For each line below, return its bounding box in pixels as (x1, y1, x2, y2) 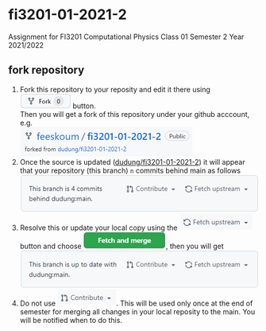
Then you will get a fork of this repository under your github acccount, (19, 109, 250, 119)
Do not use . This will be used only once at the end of (19, 298, 253, 308)
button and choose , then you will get (19, 241, 224, 251)
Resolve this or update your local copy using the (19, 223, 178, 232)
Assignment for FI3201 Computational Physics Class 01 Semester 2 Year (8, 32, 245, 41)
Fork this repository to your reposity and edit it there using (19, 84, 210, 94)
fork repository (8, 64, 85, 77)
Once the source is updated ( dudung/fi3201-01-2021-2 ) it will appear (19, 157, 245, 166)
